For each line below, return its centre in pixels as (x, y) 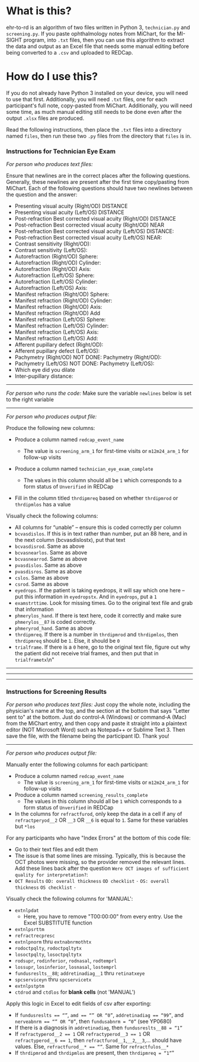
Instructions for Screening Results (57, 692)
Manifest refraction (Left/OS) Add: (56, 339)
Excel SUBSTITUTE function (58, 923)
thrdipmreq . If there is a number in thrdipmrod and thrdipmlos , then (97, 634)
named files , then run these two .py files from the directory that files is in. (99, 136)
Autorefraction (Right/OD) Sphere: (56, 257)
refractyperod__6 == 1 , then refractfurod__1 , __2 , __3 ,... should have (98, 1040)
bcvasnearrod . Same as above (51, 559)
